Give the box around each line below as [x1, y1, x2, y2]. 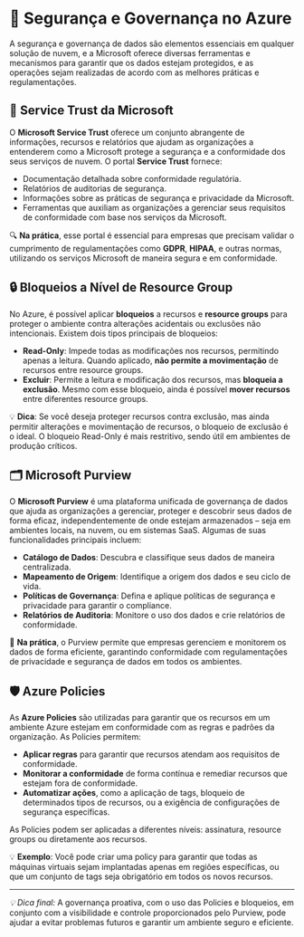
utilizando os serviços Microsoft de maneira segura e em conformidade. [9, 253, 278, 263]
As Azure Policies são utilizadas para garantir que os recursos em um [9, 712, 271, 723]
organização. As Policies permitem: [9, 731, 142, 742]
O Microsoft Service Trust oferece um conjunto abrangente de [9, 127, 245, 138]
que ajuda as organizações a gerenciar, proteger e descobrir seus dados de [9, 506, 292, 517]
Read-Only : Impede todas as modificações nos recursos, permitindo [22, 345, 279, 356]
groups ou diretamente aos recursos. [9, 834, 147, 845]
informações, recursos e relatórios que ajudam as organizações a [9, 136, 254, 148]
